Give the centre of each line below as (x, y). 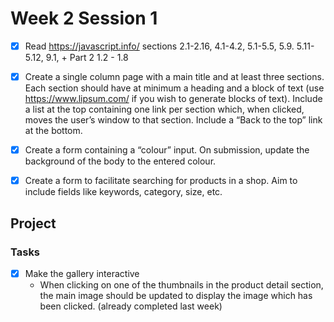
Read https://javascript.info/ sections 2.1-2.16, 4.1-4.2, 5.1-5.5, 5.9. (159, 46)
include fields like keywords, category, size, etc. (123, 192)
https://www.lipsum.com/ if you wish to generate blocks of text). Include (173, 99)
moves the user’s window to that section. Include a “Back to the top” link (173, 120)
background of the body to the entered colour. (120, 161)
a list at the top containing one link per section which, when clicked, (164, 109)
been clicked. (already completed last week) (131, 306)
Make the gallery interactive (82, 273)
